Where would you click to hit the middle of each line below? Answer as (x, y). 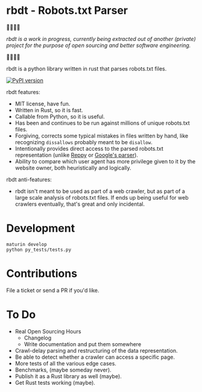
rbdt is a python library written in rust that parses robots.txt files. (87, 68)
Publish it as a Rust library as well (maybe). (68, 376)
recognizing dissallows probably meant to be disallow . (84, 142)
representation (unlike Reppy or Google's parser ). (77, 155)
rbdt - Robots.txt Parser (67, 11)
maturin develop (27, 244)
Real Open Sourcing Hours (48, 331)
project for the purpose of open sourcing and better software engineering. (99, 45)
